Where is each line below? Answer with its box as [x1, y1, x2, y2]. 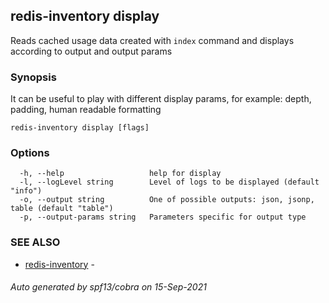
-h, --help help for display [19, 169, 222, 179]
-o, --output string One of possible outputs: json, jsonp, [19, 195, 315, 205]
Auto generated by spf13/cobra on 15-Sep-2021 [10, 281, 207, 293]
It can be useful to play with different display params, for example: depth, [10, 93, 312, 105]
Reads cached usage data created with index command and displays [10, 34, 295, 46]
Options [10, 146, 50, 160]
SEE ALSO [10, 235, 61, 249]
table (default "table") [10, 204, 114, 214]
